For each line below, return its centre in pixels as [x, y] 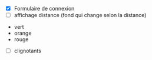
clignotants [28, 51]
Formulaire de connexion [44, 9]
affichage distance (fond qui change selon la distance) [80, 15]
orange [23, 33]
